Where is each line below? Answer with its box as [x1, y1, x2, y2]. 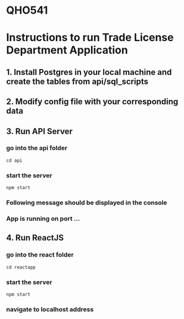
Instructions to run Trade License [6, 31, 174, 45]
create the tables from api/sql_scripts [6, 76, 149, 86]
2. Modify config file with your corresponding [6, 96, 179, 107]
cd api [6, 157, 23, 164]
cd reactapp [6, 264, 36, 270]
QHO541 [6, 4, 48, 17]
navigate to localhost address [6, 305, 94, 313]
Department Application [6, 43, 128, 57]
